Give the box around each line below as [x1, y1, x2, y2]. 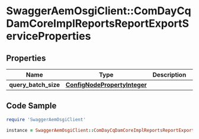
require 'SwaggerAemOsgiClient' [6, 116, 86, 122]
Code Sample [6, 101, 57, 111]
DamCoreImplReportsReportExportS [6, 17, 190, 30]
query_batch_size [9, 81, 60, 89]
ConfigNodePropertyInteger [65, 81, 147, 89]
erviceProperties [6, 30, 91, 43]
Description [152, 71, 187, 78]
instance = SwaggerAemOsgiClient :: [6, 127, 94, 133]
